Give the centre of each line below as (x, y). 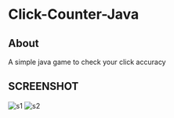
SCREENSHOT (43, 86)
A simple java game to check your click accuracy (87, 62)
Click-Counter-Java (74, 14)
